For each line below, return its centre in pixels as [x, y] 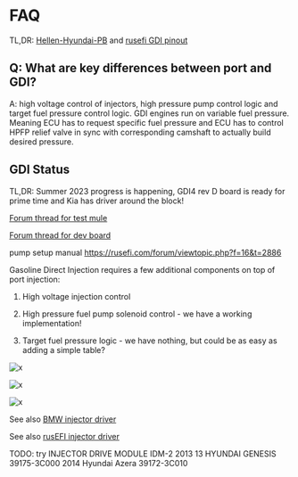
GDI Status [40, 170]
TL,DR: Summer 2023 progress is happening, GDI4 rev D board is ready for [147, 191]
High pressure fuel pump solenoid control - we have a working [137, 314]
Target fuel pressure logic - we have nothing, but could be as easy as [150, 341]
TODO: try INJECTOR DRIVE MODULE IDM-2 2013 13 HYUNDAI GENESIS [143, 453]
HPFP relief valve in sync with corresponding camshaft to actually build [140, 132]
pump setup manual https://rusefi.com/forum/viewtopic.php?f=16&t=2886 [145, 252]
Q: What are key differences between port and [141, 68]
